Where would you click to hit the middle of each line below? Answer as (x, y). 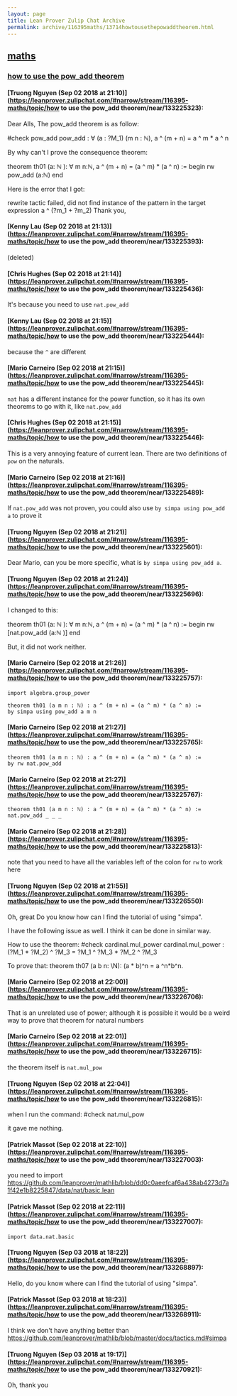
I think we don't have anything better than (68, 1330)
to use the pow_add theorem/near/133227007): (132, 1221)
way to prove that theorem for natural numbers (76, 1020)
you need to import (35, 1175)
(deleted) (21, 258)
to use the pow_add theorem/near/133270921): (131, 1369)
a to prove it (25, 516)
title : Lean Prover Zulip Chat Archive (66, 21)
